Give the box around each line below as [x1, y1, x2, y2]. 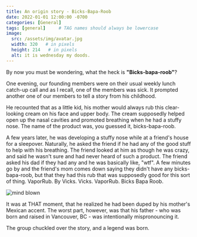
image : [6, 31, 22, 36]
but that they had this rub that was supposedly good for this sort [34, 171, 191, 178]
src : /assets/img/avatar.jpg [11, 36, 83, 42]
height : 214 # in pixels [11, 47, 77, 53]
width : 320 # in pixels [11, 42, 75, 48]
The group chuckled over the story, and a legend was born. [6, 224, 150, 231]
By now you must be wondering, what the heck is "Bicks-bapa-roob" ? [6, 68, 178, 75]
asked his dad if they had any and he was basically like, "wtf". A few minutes [6, 159, 191, 166]
